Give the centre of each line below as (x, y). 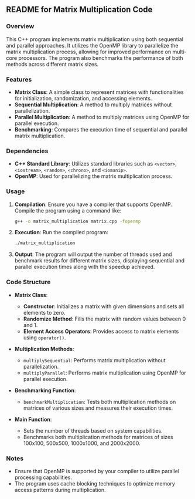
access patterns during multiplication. (60, 490)
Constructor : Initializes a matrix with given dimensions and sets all (104, 306)
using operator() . (45, 338)
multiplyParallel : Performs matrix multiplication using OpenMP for (105, 373)
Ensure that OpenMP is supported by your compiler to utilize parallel (97, 471)
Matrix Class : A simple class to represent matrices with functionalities (99, 92)
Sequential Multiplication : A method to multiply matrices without (93, 104)
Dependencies (27, 151)
